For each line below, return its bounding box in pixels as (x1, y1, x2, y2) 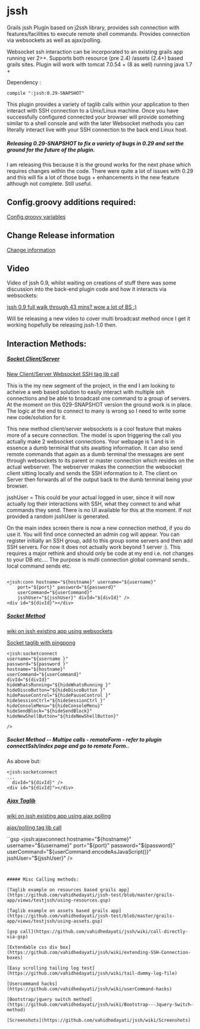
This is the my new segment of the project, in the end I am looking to (7, 382, 175, 389)
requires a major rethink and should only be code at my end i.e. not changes (7, 550, 194, 557)
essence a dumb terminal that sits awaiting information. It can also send (7, 444, 183, 451)
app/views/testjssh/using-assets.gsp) (7, 918, 103, 924)
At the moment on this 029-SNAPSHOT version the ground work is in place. (7, 401, 192, 408)
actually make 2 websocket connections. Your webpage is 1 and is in (7, 438, 175, 445)
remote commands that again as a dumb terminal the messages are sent (7, 450, 184, 457)
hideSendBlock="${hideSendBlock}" (7, 708, 93, 714)
